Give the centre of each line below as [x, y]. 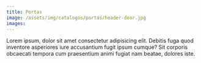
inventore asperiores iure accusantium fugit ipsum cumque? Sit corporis [97, 47]
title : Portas [24, 12]
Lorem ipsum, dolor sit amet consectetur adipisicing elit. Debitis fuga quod [100, 41]
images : [16, 23]
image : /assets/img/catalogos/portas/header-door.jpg [76, 18]
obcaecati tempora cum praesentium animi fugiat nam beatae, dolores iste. [101, 54]
